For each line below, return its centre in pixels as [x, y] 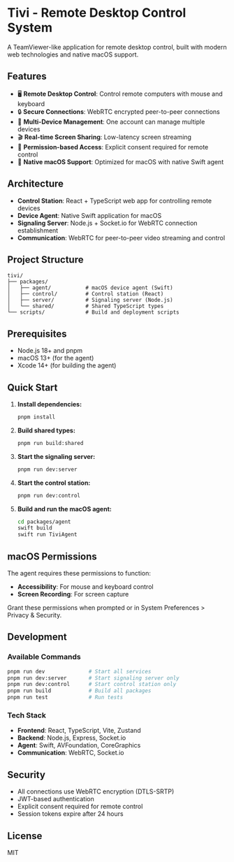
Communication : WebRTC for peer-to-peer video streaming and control [121, 238]
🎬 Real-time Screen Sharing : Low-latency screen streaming [104, 137]
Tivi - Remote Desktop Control [97, 13]
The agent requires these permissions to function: [79, 573]
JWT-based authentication [56, 799]
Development [37, 637]
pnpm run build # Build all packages [79, 691]
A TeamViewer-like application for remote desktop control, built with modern [117, 47]
